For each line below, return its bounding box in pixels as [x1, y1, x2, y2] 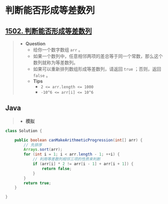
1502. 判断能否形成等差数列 [5, 27, 92, 35]
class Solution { [5, 128, 42, 133]
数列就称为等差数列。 [33, 59, 78, 66]
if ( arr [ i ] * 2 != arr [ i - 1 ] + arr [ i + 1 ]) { [32, 161, 134, 167]
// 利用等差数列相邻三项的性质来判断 [32, 157, 101, 162]
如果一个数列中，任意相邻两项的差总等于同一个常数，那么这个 [33, 53, 163, 59]
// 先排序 [23, 142, 42, 148]
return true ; [23, 180, 52, 186]
